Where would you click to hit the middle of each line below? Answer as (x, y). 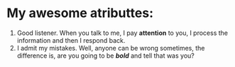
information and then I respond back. (71, 40)
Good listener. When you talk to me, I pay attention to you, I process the (122, 33)
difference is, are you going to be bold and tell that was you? (105, 56)
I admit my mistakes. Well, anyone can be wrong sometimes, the (111, 48)
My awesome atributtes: (80, 13)
